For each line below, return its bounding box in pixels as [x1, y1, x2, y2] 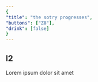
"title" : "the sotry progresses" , [5, 14, 93, 20]
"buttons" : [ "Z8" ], [5, 20, 55, 26]
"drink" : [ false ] [5, 25, 50, 32]
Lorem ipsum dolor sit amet [5, 69, 74, 76]
